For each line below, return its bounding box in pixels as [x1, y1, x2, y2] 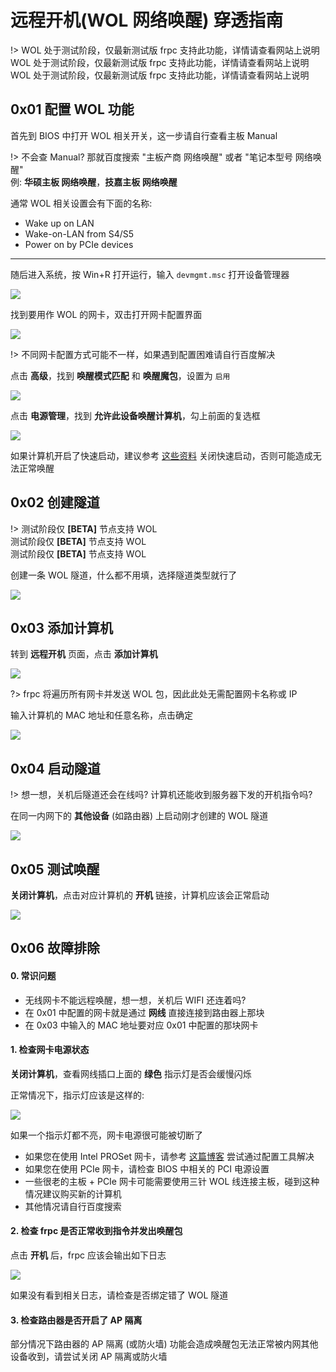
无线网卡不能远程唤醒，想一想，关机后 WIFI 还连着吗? [24, 994, 247, 1006]
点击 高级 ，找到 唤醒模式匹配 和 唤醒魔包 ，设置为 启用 [10, 369, 231, 381]
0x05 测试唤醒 [10, 861, 100, 878]
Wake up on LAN [24, 217, 95, 229]
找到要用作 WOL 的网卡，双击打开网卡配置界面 [10, 308, 203, 320]
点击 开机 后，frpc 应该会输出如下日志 [10, 1249, 167, 1261]
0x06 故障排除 [10, 940, 101, 957]
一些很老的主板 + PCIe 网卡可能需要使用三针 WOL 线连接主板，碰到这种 [24, 1175, 320, 1187]
